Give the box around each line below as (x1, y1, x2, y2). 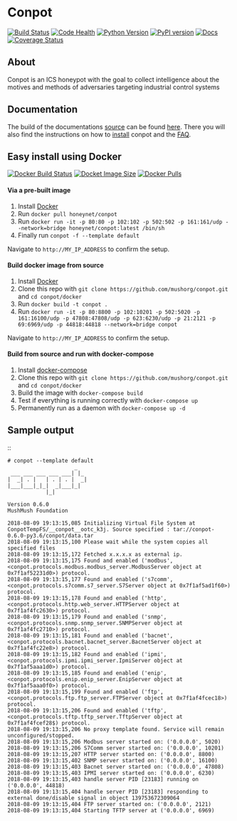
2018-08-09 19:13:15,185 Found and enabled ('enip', (7, 669, 167, 677)
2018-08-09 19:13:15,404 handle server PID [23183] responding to (7, 788, 209, 795)
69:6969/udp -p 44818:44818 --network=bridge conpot (17, 321, 178, 328)
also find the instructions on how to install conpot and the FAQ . (7, 130, 191, 138)
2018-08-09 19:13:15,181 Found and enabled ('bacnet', (7, 632, 174, 639)
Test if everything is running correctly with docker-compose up (17, 396, 198, 404)
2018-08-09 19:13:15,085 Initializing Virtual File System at (7, 519, 196, 527)
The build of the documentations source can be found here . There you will (7, 122, 226, 131)
